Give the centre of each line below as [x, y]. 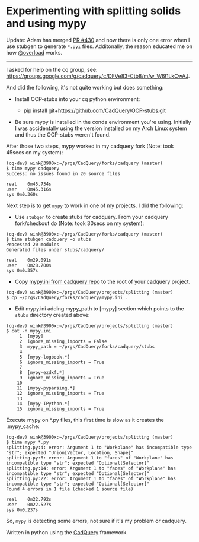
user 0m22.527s [29, 505]
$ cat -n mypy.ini [29, 331]
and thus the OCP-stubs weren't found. [62, 134]
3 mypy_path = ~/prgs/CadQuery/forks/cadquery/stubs [87, 346]
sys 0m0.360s [22, 194]
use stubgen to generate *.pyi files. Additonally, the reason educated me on [99, 46]
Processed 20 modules [33, 245]
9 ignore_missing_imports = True [62, 378]
